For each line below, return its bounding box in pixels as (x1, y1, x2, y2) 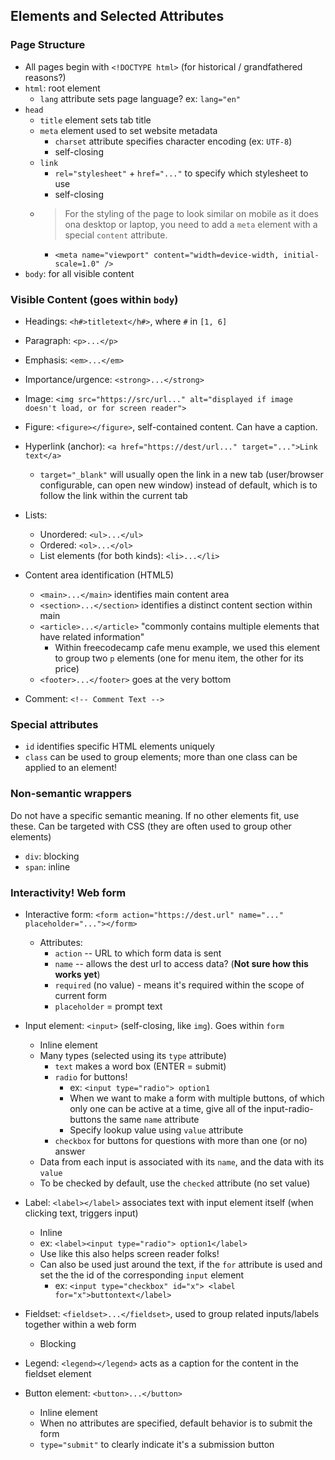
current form (54, 989, 108, 1001)
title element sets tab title (39, 114, 152, 126)
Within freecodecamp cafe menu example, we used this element (54, 641, 321, 653)
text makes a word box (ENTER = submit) (54, 1060, 227, 1072)
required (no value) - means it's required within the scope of (54, 979, 305, 991)
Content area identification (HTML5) (24, 569, 175, 581)
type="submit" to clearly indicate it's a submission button (39, 1438, 275, 1450)
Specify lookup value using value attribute (69, 1124, 244, 1136)
